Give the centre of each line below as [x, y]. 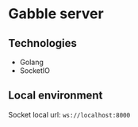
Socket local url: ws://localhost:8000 [69, 114]
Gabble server [56, 14]
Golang [31, 62]
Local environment [56, 96]
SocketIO [34, 71]
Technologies [43, 43]
